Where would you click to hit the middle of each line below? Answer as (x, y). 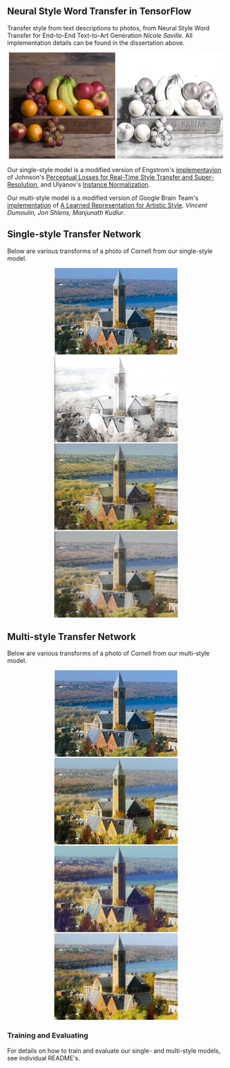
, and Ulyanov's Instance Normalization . (94, 184)
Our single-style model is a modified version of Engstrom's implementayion (114, 169)
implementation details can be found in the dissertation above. (96, 43)
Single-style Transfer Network (74, 234)
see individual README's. (44, 1058)
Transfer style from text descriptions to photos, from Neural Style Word (108, 28)
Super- (204, 177)
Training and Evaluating (48, 1036)
